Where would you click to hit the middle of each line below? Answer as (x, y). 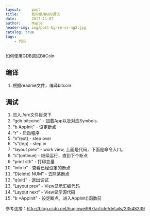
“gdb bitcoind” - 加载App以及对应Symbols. (55, 121)
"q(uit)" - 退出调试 (31, 180)
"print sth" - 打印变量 (33, 162)
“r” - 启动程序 (26, 133)
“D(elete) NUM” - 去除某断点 (41, 174)
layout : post (23, 10)
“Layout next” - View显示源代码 (44, 192)
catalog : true (20, 32)
